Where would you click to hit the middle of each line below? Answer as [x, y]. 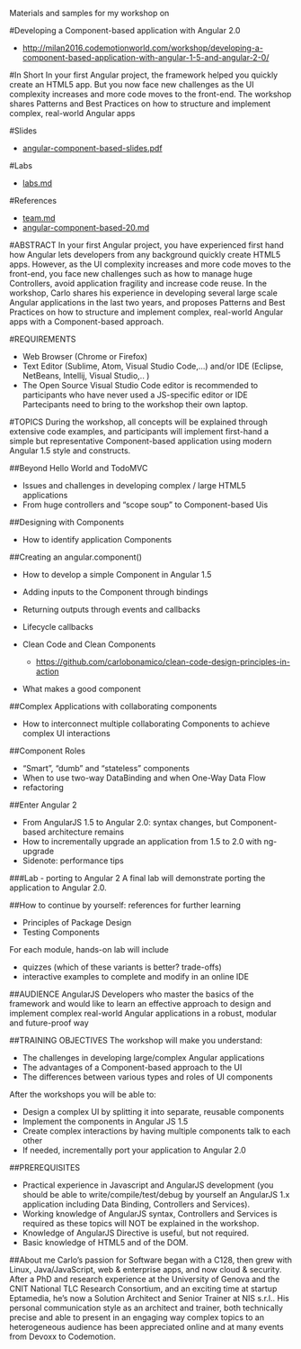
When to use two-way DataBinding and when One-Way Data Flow [144, 778]
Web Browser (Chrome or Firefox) [85, 356]
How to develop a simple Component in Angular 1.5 [117, 574]
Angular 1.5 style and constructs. [70, 451]
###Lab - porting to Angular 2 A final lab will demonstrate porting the [137, 878]
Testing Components [61, 932]
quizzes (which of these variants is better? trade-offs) [122, 967]
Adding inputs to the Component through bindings [115, 592]
